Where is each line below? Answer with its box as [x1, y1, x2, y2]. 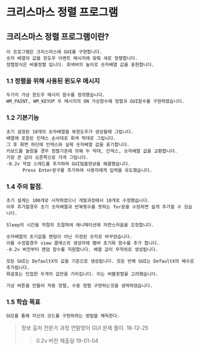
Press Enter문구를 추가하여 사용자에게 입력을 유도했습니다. [22, 167, 152, 173]
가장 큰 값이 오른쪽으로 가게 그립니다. [6, 154, 89, 161]
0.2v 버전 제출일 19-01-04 [36, 337, 99, 345]
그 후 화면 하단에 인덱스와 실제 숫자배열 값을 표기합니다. [6, 141, 130, 148]
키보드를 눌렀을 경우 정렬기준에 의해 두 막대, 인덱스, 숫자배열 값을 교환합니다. [6, 148, 178, 154]
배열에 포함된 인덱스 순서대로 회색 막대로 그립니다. [6, 135, 116, 141]
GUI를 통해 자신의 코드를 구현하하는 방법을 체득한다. [6, 313, 120, 319]
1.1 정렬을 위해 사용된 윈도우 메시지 [6, 77, 101, 85]
